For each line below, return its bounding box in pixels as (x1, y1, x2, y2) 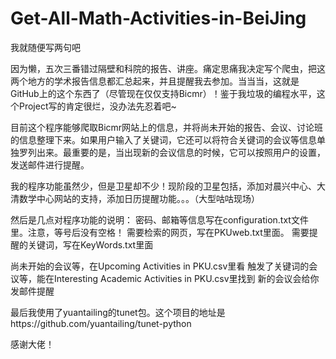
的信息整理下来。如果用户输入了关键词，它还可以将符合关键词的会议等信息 (10, 133, 317, 146)
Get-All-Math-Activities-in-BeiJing (10, 7, 307, 30)
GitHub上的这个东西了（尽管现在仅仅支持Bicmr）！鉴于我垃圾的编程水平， (10, 87, 317, 99)
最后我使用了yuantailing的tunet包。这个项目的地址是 (10, 306, 226, 318)
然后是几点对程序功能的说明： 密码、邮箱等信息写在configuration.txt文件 (10, 213, 309, 226)
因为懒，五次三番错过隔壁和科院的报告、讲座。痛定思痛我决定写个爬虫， (10, 62, 308, 74)
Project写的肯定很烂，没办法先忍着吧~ (18, 100, 177, 112)
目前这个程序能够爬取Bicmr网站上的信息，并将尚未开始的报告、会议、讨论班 (10, 121, 324, 133)
